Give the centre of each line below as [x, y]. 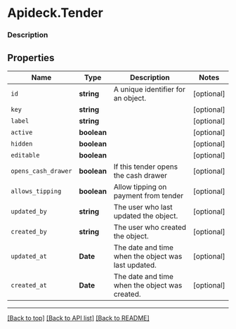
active [22, 132]
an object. [130, 98]
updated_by [29, 211]
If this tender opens [145, 167]
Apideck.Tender [55, 13]
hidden [22, 143]
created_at [29, 285]
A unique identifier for [150, 89]
